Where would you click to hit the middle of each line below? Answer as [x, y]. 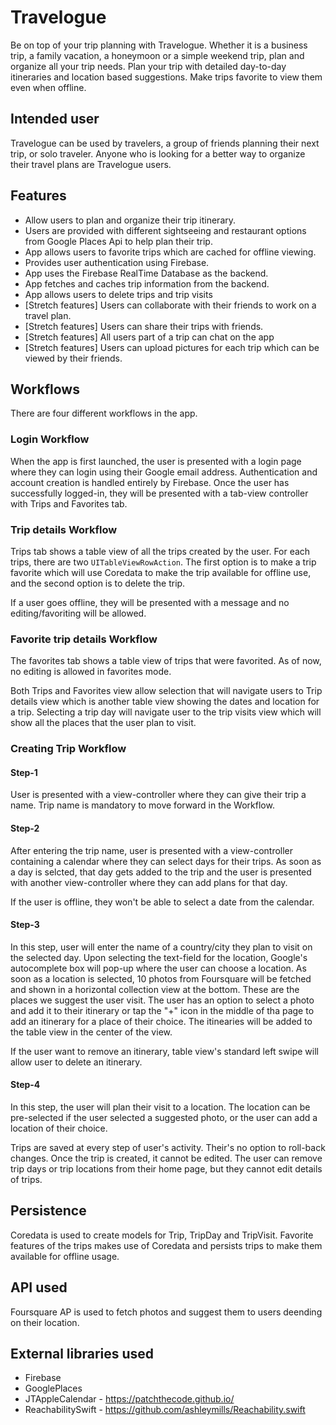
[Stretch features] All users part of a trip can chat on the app [149, 337]
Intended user [55, 119]
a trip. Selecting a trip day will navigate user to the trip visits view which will [166, 712]
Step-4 [25, 1085]
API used [39, 1287]
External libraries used [82, 1354]
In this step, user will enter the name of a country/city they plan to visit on [161, 947]
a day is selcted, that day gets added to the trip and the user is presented [161, 872]
